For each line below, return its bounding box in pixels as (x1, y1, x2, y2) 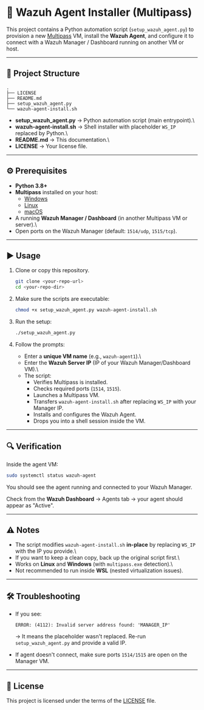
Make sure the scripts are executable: (15, 295, 110, 303)
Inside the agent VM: (6, 460, 59, 468)
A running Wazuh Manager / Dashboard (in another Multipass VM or (15, 214, 188, 222)
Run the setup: (15, 318, 52, 325)
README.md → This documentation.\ (15, 136, 110, 143)
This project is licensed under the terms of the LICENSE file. (6, 697, 157, 704)
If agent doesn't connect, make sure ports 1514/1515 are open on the (15, 651, 188, 658)
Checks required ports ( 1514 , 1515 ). (33, 385, 121, 392)
